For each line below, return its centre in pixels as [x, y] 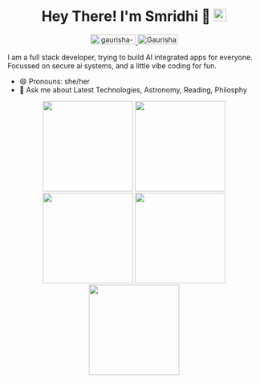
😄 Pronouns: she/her [54, 81]
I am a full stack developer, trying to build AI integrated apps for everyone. [130, 57]
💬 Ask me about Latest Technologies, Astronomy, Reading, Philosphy [133, 90]
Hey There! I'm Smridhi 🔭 [126, 16]
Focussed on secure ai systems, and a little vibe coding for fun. [112, 65]
